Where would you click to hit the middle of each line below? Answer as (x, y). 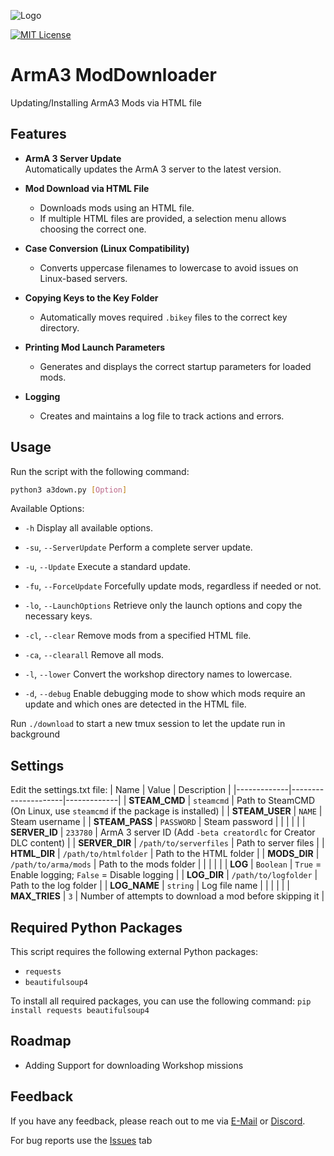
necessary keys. (58, 616)
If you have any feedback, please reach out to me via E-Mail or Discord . (158, 1121)
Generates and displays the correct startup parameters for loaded (175, 366)
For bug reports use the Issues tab (81, 1140)
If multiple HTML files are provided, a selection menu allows (163, 218)
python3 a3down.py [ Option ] (69, 490)
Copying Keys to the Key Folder (91, 297)
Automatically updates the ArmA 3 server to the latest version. (153, 169)
